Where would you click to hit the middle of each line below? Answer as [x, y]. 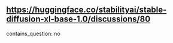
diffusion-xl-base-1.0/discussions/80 [78, 19]
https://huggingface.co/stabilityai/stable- [86, 10]
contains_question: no [34, 33]
